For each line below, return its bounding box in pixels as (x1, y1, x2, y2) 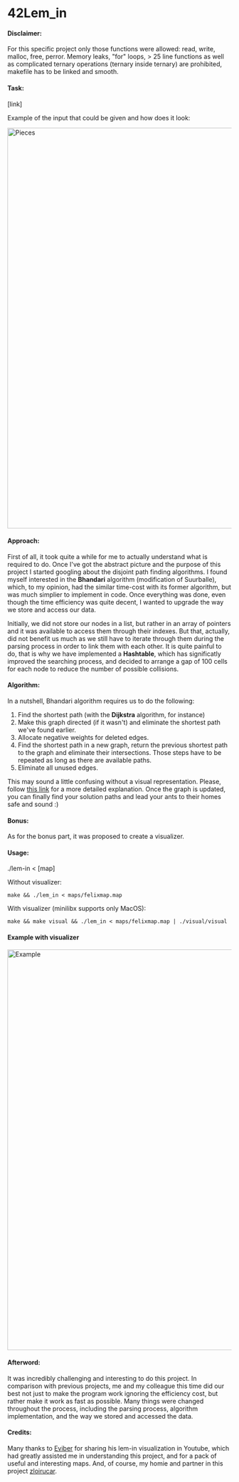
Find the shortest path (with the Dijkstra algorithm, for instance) (17, 711, 206, 719)
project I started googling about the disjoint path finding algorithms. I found (7, 568, 228, 576)
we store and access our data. (7, 605, 96, 614)
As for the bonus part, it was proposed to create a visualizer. (7, 832, 185, 841)
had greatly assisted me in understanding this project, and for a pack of (7, 1451, 217, 1461)
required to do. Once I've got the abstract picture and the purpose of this (7, 560, 221, 568)
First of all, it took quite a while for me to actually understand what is (7, 552, 208, 560)
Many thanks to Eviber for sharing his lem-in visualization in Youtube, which (7, 1444, 230, 1453)
